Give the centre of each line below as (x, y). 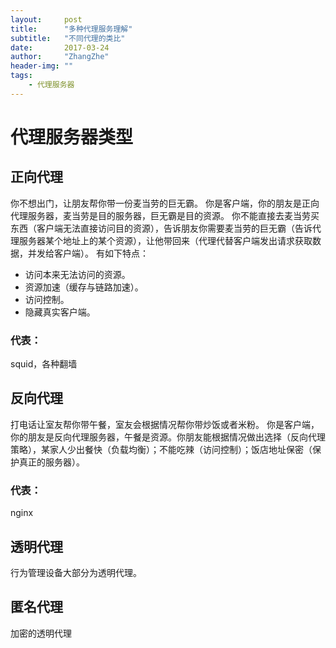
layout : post (46, 19)
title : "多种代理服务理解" (71, 29)
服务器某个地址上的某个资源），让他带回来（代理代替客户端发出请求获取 (165, 240)
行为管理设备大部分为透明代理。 (76, 572)
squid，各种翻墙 (44, 364)
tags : (21, 76)
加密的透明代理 (41, 633)
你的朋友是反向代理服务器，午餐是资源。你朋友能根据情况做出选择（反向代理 (168, 437)
